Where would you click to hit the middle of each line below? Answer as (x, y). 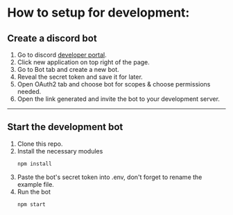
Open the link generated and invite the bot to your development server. (119, 99)
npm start (32, 204)
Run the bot (34, 191)
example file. (35, 184)
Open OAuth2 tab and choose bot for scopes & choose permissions (114, 84)
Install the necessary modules (60, 151)
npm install (34, 164)
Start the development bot (65, 127)
